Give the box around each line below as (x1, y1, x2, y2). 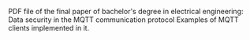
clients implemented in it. (8, 24, 90, 32)
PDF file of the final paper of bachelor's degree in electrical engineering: (8, 7, 244, 16)
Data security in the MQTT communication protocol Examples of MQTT (8, 15, 239, 24)
